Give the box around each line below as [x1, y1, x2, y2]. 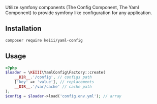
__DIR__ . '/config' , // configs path [14, 75, 92, 80]
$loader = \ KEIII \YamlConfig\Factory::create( [5, 70, 106, 75]
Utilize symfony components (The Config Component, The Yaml [5, 5, 139, 10]
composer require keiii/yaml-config [5, 38, 83, 43]
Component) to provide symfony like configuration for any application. [5, 10, 152, 16]
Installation [5, 24, 42, 33]
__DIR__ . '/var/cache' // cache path [14, 84, 92, 89]
